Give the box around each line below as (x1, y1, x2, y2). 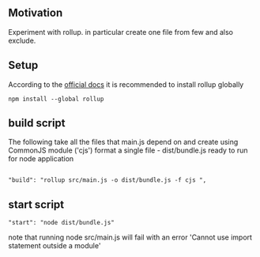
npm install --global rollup (8, 95, 104, 103)
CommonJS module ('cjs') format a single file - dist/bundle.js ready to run (8, 146, 248, 155)
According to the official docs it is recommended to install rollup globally (8, 79, 244, 89)
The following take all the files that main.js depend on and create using (8, 138, 239, 147)
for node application (8, 154, 74, 164)
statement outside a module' (8, 241, 101, 251)
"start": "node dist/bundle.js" (8, 219, 115, 227)
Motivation (8, 6, 63, 20)
